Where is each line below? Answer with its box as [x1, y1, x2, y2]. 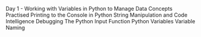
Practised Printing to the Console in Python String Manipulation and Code [5, 11, 188, 18]
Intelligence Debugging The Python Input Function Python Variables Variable [5, 18, 196, 24]
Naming [5, 24, 25, 31]
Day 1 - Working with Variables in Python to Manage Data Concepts [5, 5, 173, 12]
